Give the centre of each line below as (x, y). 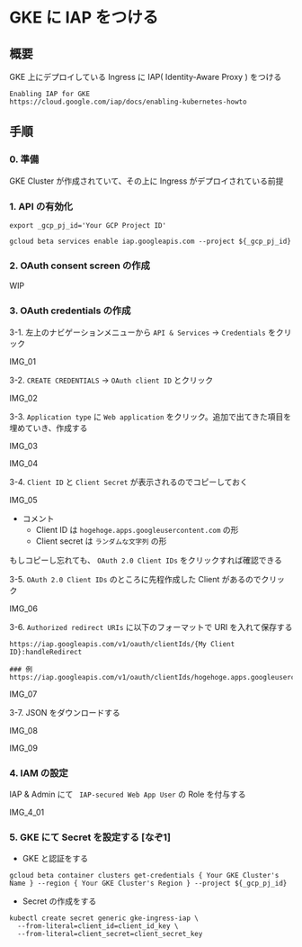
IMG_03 (24, 446)
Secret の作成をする (59, 901)
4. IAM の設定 (39, 772)
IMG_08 (24, 730)
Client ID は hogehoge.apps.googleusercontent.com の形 (137, 529)
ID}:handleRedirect (46, 652)
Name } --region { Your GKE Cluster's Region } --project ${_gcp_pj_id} (148, 884)
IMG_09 (24, 748)
